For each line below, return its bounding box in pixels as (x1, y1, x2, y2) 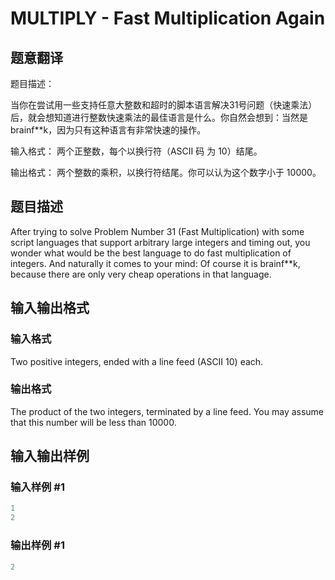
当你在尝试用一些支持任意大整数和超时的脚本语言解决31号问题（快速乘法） (10, 99, 318, 111)
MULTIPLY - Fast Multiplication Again (10, 7, 326, 30)
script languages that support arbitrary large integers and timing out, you (10, 236, 311, 248)
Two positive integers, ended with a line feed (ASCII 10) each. (10, 355, 264, 367)
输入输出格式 (10, 300, 90, 317)
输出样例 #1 (10, 538, 65, 552)
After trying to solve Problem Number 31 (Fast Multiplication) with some (10, 225, 305, 237)
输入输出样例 (10, 448, 90, 465)
